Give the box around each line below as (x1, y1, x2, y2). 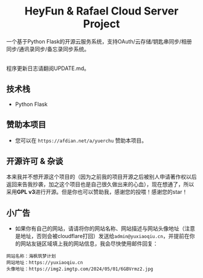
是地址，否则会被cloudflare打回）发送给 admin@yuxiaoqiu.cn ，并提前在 (14, 233, 190, 240)
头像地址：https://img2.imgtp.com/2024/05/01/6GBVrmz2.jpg (6, 266, 153, 273)
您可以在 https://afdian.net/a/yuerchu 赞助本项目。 (14, 137, 147, 144)
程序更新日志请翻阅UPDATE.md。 (6, 65, 89, 72)
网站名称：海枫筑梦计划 (6, 253, 56, 259)
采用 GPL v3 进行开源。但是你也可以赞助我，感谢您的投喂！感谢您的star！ (6, 189, 188, 196)
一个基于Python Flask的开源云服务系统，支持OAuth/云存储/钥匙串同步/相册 (6, 37, 192, 45)
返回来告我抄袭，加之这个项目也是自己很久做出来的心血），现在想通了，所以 (6, 181, 195, 188)
